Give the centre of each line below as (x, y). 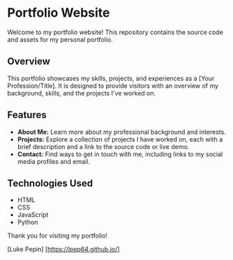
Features (27, 115)
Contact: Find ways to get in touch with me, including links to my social (120, 154)
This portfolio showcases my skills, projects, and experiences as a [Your (111, 78)
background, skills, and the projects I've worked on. (82, 93)
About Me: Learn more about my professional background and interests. (122, 132)
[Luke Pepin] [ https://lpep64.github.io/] (63, 250)
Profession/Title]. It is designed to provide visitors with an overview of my (113, 86)
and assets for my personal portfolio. (60, 39)
